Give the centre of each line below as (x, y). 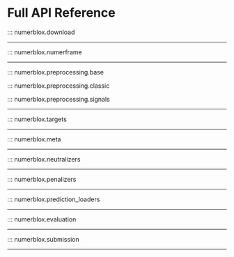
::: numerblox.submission (43, 239)
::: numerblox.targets (37, 119)
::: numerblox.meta (34, 139)
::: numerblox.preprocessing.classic (58, 86)
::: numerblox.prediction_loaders (54, 199)
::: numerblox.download (41, 32)
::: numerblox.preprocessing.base (56, 72)
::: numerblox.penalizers (42, 179)
